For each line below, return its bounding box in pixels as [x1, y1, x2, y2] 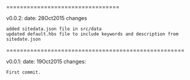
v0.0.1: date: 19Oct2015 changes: [6, 58, 86, 65]
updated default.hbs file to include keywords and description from [6, 31, 179, 37]
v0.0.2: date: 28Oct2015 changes [6, 15, 88, 21]
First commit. [6, 69, 41, 75]
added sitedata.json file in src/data [6, 26, 102, 32]
